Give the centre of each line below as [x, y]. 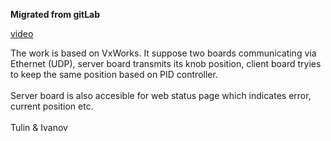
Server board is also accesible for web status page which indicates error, [161, 95]
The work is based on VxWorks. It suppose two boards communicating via [163, 53]
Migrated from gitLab [55, 14]
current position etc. [52, 106]
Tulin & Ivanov [39, 127]
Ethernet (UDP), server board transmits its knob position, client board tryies [166, 63]
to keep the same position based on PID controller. [114, 74]
